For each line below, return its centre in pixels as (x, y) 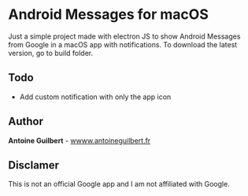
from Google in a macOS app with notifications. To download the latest (123, 44)
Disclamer (34, 165)
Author (26, 122)
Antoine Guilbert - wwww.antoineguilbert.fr (80, 140)
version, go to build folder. (50, 53)
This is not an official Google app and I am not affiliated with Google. (119, 184)
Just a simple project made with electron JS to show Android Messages (124, 36)
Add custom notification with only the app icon (95, 97)
